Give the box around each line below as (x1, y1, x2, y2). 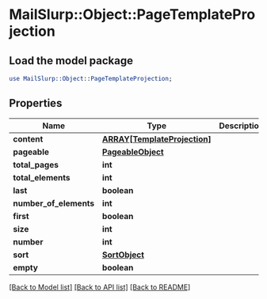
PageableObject (102, 146, 165, 157)
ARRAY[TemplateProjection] (102, 133, 212, 144)
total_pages (13, 159, 59, 170)
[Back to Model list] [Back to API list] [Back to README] (9, 282, 191, 292)
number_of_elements (13, 198, 95, 209)
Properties (9, 97, 63, 110)
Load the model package (9, 54, 134, 67)
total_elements (13, 172, 71, 183)
